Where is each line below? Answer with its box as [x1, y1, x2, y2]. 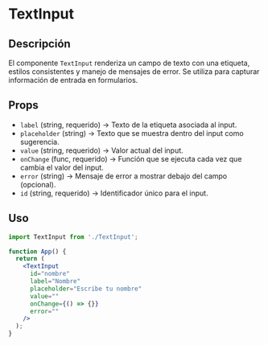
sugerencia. [19, 137, 60, 146]
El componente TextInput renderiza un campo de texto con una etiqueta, [8, 58, 250, 68]
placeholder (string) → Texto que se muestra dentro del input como [19, 128, 244, 138]
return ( [15, 255, 45, 263]
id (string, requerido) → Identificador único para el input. [19, 188, 208, 198]
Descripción [8, 37, 71, 51]
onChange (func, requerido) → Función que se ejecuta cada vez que [19, 154, 242, 163]
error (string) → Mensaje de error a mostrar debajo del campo [19, 170, 228, 181]
